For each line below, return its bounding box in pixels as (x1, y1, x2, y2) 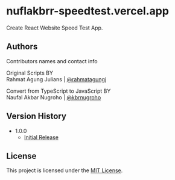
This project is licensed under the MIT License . (6, 167, 123, 174)
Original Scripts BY (6, 69, 53, 76)
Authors (6, 42, 38, 52)
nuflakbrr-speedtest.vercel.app (6, 4, 169, 18)
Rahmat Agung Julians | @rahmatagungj (6, 75, 107, 82)
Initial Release (24, 134, 59, 141)
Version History (6, 111, 66, 122)
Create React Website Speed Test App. (6, 24, 103, 31)
